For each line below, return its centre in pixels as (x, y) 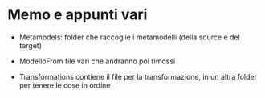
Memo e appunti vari (77, 15)
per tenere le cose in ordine (65, 85)
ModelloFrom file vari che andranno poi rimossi (97, 61)
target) (30, 45)
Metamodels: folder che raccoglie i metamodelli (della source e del (129, 37)
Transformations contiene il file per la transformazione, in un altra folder (138, 76)
